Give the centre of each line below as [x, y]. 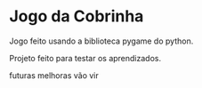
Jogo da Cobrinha [77, 16]
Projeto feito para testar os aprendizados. [85, 58]
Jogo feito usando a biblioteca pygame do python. [101, 41]
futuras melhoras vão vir [54, 75]
